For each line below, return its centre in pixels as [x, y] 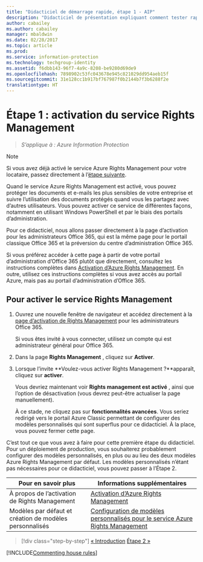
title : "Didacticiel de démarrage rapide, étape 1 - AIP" [81, 12]
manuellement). [34, 400]
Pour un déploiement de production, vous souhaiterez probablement [91, 449]
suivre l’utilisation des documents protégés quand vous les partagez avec [98, 199]
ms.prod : [17, 51]
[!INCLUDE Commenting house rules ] [52, 552]
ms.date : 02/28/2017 [32, 40]
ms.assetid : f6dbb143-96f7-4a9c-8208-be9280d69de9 [71, 68]
